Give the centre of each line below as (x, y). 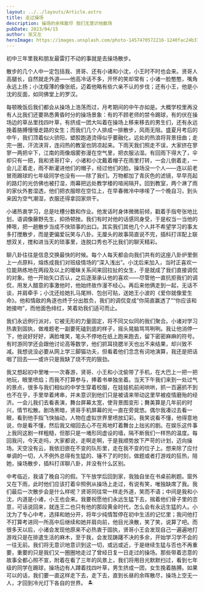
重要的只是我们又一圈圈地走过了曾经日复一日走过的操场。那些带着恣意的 (107, 552)
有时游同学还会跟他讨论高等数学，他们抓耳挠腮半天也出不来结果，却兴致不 (99, 344)
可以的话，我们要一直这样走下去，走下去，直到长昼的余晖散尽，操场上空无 (99, 575)
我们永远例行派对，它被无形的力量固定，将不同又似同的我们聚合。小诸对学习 (102, 321)
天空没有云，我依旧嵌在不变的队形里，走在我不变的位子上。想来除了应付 (107, 448)
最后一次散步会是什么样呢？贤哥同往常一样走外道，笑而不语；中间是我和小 (104, 492)
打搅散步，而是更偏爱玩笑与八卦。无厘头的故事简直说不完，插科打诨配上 (102, 234)
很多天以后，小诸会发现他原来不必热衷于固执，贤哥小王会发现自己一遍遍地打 (102, 530)
